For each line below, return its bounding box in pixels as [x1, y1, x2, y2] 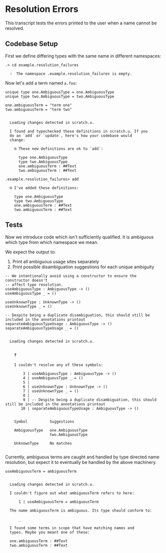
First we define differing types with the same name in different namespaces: [5, 53, 162, 59]
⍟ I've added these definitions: [9, 185, 79, 190]
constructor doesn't [5, 278, 48, 283]
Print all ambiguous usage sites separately [12, 258, 99, 264]
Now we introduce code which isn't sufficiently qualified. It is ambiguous [5, 234, 154, 240]
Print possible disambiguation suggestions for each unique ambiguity [12, 264, 155, 270]
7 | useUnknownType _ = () [23, 388, 79, 394]
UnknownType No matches [14, 441, 72, 446]
